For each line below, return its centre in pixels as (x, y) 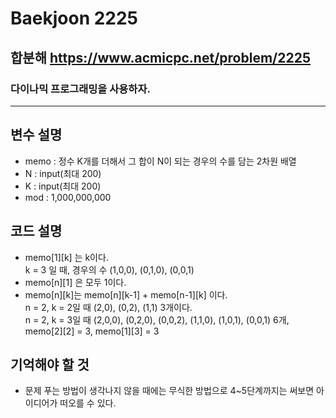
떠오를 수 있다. (88, 403)
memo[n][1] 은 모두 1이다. (75, 282)
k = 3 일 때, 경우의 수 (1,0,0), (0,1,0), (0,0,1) (109, 269)
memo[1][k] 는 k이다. (66, 257)
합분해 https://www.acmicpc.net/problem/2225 (160, 57)
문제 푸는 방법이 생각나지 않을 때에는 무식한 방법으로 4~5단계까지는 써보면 (169, 391)
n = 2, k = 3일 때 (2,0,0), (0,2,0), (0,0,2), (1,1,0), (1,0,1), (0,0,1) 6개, (157, 319)
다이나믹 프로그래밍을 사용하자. (80, 89)
